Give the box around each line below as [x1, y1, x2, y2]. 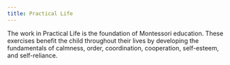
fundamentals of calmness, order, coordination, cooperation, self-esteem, [7, 44, 220, 52]
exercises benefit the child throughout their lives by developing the [7, 36, 199, 45]
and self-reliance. [7, 51, 58, 59]
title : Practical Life [7, 10, 73, 17]
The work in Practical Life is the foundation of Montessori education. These [7, 29, 224, 37]
